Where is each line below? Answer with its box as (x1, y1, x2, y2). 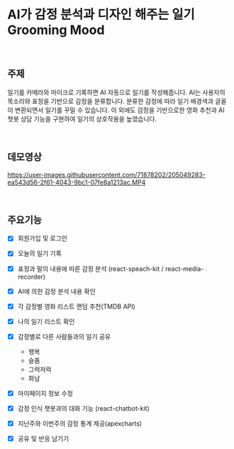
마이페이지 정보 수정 (17, 389, 73, 397)
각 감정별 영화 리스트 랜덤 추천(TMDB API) (17, 302, 136, 311)
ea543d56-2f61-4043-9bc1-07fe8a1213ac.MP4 (7, 178, 146, 187)
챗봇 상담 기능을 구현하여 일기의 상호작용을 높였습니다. (7, 114, 157, 123)
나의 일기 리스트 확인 (17, 317, 75, 326)
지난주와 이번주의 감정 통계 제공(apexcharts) (17, 419, 143, 428)
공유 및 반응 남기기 (17, 434, 69, 443)
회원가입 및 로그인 (17, 234, 67, 243)
